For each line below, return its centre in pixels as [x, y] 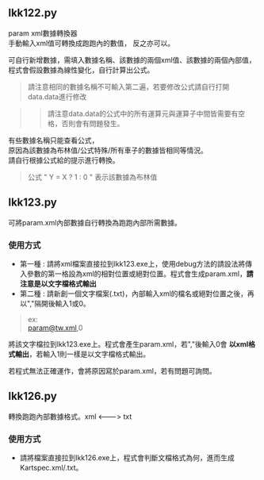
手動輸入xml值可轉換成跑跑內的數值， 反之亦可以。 [92, 43]
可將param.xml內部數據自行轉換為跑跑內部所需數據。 [95, 222]
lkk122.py [33, 13]
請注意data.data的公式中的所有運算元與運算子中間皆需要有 [143, 113]
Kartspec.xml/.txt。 [51, 468]
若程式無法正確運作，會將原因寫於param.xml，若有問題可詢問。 [112, 371]
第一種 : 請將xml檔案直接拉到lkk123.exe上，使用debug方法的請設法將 [132, 263]
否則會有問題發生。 [93, 123]
